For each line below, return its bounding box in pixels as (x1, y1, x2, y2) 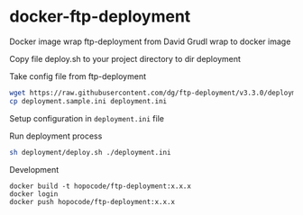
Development (9, 164, 60, 175)
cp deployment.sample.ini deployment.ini (9, 96, 168, 105)
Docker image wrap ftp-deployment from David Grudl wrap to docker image (9, 36, 291, 47)
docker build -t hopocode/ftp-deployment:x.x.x (9, 182, 192, 191)
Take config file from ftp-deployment (9, 70, 147, 82)
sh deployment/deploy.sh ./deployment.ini (9, 148, 171, 157)
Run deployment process (9, 130, 103, 141)
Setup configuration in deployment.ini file (9, 112, 165, 123)
